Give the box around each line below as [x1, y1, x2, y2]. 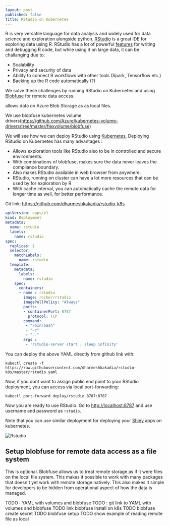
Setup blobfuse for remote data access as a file [5, 447, 157, 456]
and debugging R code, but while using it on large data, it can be [5, 46, 140, 53]
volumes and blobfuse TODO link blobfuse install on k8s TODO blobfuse [5, 505, 155, 511]
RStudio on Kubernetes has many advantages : [5, 138, 103, 144]
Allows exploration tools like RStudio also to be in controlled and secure [12, 148, 161, 154]
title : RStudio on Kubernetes [5, 17, 69, 22]
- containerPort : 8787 [23, 309, 71, 314]
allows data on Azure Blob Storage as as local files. [5, 103, 111, 109]
